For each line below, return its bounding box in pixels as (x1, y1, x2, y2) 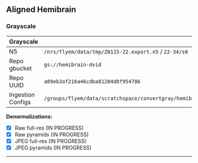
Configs (9, 98, 31, 106)
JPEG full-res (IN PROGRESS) (14, 137, 87, 144)
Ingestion (9, 90, 35, 99)
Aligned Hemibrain (6, 5, 77, 15)
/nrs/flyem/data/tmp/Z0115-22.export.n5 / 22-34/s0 (44, 47, 189, 55)
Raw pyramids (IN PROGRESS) (14, 131, 89, 138)
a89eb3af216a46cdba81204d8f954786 (44, 78, 141, 84)
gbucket (9, 64, 32, 72)
